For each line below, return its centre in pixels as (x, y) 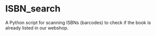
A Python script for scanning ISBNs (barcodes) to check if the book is (78, 22)
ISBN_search (33, 9)
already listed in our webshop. (37, 27)
